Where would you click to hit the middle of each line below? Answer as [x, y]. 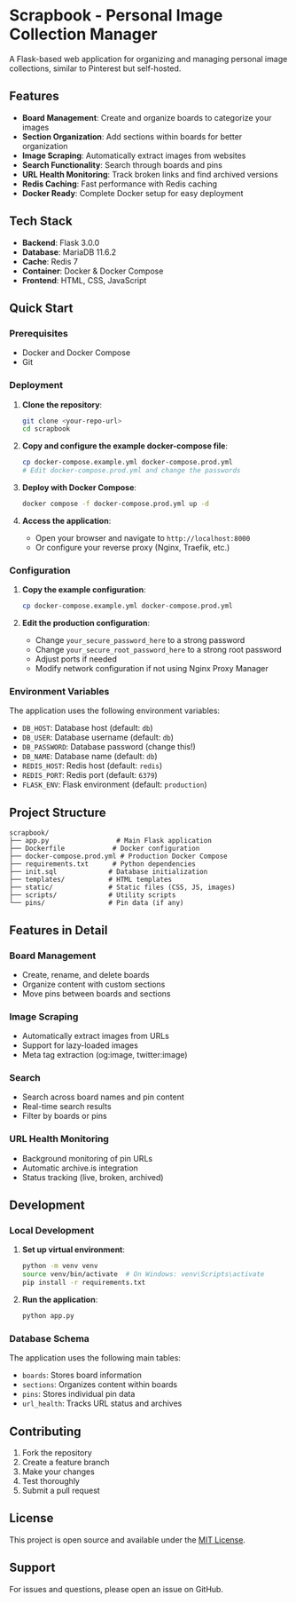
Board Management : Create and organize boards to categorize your [147, 117]
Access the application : [66, 520]
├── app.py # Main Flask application [111, 841]
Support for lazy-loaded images [80, 1045]
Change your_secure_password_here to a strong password [140, 640]
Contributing [45, 1431]
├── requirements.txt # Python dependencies [103, 864]
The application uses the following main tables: [95, 1358]
